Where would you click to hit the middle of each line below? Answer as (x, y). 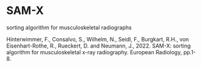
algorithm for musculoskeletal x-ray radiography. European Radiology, (94, 52)
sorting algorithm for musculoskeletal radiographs (69, 27)
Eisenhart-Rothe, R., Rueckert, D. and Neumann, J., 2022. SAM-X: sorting (99, 46)
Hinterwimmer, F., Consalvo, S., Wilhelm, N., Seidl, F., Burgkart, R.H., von (98, 39)
